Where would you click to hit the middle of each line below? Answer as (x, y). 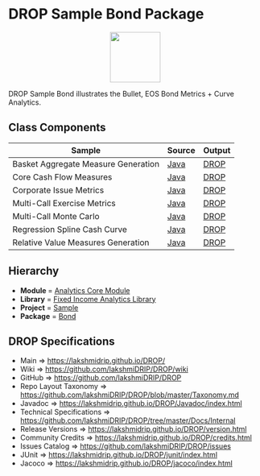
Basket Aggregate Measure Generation (86, 163)
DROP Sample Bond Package (106, 14)
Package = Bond (48, 316)
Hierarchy (34, 271)
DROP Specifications (62, 341)
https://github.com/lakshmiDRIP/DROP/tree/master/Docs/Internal (128, 420)
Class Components (57, 128)
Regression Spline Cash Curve (70, 229)
